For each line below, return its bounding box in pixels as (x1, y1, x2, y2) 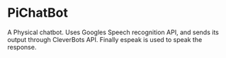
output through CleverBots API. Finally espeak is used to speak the (7, 35, 203, 43)
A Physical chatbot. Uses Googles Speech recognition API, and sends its (7, 28, 220, 36)
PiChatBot (7, 5, 69, 21)
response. (7, 43, 37, 51)
